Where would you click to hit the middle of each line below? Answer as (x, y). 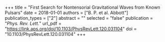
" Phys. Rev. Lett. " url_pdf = (33, 23)
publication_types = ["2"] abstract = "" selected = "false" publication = (79, 18)
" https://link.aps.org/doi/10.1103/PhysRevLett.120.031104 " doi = (71, 29)
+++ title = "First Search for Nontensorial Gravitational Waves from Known (83, 7)
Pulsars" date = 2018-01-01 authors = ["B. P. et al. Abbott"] (66, 13)
